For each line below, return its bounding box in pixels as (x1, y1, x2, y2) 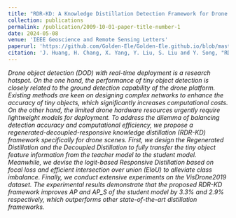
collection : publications (8, 17, 83, 24)
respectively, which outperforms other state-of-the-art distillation (8, 195, 197, 203)
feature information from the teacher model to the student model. (8, 150, 197, 158)
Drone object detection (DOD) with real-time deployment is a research (8, 68, 211, 77)
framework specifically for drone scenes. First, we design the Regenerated (8, 135, 224, 144)
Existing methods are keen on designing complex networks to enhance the (8, 90, 224, 99)
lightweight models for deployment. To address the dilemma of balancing (8, 113, 220, 121)
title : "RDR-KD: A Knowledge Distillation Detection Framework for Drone (8, 10, 228, 18)
